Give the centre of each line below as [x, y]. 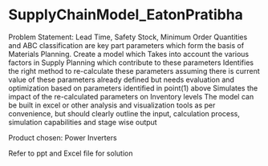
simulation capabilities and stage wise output [83, 122]
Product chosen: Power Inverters [63, 137]
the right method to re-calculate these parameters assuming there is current [134, 71]
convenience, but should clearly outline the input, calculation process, [124, 113]
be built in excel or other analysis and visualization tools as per [112, 105]
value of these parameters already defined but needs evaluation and [122, 79]
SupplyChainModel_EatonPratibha [126, 15]
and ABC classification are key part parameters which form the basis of [126, 45]
